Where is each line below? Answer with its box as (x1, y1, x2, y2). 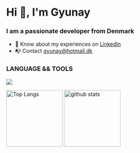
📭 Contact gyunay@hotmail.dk (14, 48, 93, 55)
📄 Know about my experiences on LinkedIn (14, 40, 121, 48)
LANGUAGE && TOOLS (6, 64, 73, 73)
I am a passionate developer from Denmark (6, 27, 135, 36)
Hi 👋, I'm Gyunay (6, 5, 91, 19)
